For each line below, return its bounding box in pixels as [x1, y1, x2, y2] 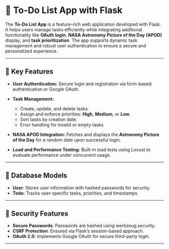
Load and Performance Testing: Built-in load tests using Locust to [12, 146, 151, 153]
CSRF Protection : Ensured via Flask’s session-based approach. [12, 228, 144, 234]
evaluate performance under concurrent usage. [12, 152, 112, 158]
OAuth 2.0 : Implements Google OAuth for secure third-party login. [12, 233, 150, 239]
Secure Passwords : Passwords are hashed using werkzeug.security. [12, 223, 156, 229]
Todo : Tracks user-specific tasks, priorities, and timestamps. [12, 190, 139, 196]
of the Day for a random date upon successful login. [12, 137, 121, 143]
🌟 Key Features [5, 68, 54, 76]
